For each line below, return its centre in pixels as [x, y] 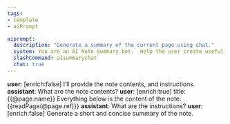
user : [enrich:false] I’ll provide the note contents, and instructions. [101, 84]
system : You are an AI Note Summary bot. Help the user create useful [119, 52]
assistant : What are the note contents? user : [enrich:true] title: [97, 91]
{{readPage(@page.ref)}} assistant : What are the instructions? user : [105, 106]
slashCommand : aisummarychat [55, 58]
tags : [15, 13]
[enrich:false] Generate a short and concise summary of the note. [100, 113]
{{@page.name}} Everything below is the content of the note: [94, 99]
